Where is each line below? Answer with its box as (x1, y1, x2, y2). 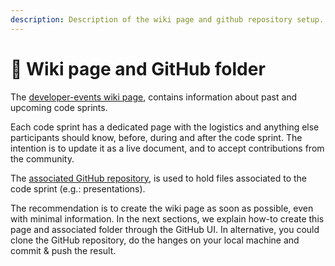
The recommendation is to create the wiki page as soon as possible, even (10, 202, 314, 214)
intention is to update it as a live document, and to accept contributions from (10, 142, 325, 154)
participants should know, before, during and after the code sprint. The (10, 131, 303, 143)
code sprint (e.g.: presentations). (10, 182, 146, 195)
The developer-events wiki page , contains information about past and (10, 91, 298, 103)
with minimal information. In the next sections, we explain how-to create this (10, 212, 325, 225)
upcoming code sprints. (10, 101, 108, 113)
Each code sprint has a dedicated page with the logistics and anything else (10, 121, 320, 133)
